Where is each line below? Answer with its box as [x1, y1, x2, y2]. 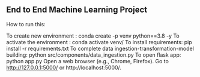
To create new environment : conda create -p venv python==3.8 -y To [6, 32, 180, 39]
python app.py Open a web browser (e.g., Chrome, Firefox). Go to [6, 57, 169, 64]
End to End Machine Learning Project [6, 5, 148, 15]
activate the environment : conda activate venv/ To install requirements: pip [6, 38, 192, 45]
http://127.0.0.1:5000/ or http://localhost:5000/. [6, 64, 122, 71]
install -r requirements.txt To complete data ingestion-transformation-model [6, 45, 194, 52]
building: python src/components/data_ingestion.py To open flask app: [6, 51, 181, 58]
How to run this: [6, 20, 46, 27]
